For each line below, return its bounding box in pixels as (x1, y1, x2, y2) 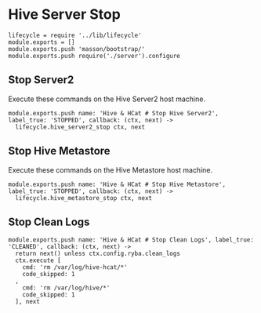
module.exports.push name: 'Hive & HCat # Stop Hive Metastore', (8, 180, 226, 188)
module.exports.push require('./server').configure (8, 52, 180, 60)
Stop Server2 (8, 73, 74, 87)
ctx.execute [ (15, 257, 61, 264)
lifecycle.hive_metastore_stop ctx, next (15, 194, 153, 202)
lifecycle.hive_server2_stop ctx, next (15, 123, 146, 131)
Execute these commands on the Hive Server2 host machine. (8, 94, 206, 104)
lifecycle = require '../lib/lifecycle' (8, 31, 143, 39)
